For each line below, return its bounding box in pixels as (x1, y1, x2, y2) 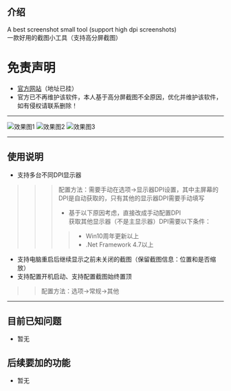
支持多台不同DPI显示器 (16, 171, 82, 179)
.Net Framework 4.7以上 (85, 240, 154, 249)
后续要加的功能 (7, 357, 71, 368)
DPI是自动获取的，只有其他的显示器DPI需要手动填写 (58, 193, 205, 202)
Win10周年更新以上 (85, 231, 140, 240)
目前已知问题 (7, 315, 62, 327)
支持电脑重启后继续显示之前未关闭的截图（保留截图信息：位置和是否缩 (16, 255, 217, 263)
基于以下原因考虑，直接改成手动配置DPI (68, 209, 181, 217)
